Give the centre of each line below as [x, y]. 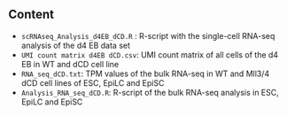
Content [31, 15]
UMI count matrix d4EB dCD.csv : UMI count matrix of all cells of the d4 [150, 54]
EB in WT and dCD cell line [70, 64]
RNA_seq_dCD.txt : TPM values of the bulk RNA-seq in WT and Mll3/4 [145, 73]
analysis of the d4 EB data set [75, 45]
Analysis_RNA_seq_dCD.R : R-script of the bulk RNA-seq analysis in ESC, [150, 92]
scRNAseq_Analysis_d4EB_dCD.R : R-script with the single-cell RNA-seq [148, 35]
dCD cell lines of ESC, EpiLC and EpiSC [93, 82]
